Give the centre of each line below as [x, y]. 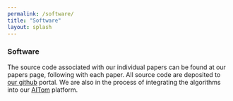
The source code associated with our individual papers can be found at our [116, 67]
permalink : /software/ [41, 14]
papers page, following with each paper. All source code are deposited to [114, 74]
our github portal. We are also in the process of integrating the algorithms [114, 82]
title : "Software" [34, 20]
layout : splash [30, 27]
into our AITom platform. [43, 90]
